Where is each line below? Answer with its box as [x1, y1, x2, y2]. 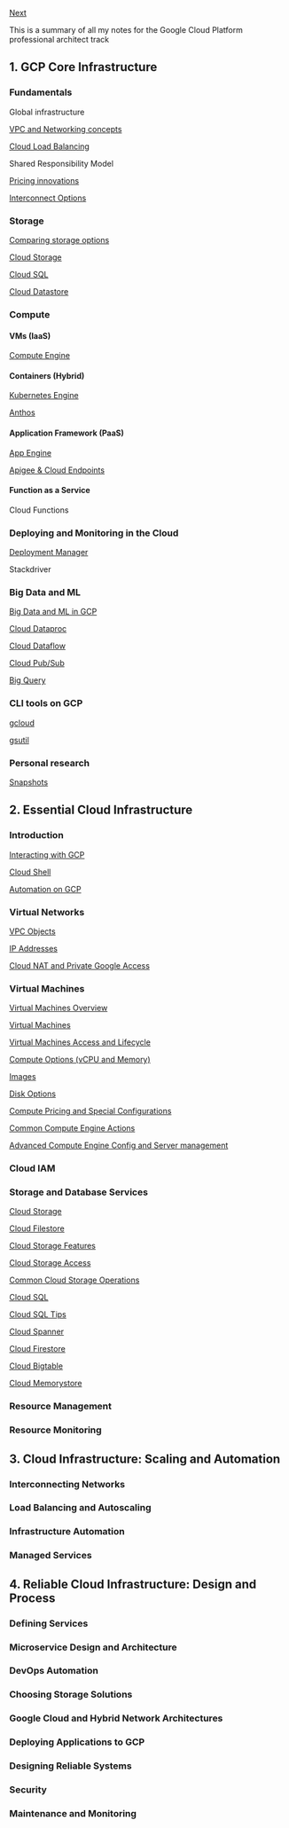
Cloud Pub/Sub [9, 658, 65, 669]
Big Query [9, 675, 46, 686]
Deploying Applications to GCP [9, 1736, 145, 1748]
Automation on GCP [9, 883, 82, 894]
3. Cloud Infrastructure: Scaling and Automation [9, 1451, 281, 1466]
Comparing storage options [9, 234, 110, 245]
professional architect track [9, 35, 110, 44]
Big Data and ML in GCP [9, 607, 98, 617]
